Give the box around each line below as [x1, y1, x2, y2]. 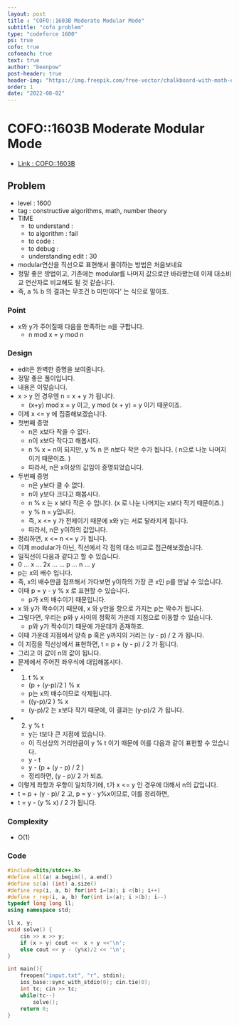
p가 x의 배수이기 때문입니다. [28, 596, 107, 604]
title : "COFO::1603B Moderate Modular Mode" [7, 17, 144, 24]
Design [7, 348, 33, 358]
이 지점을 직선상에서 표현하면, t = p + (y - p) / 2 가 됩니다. [17, 640, 179, 648]
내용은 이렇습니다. [17, 383, 68, 392]
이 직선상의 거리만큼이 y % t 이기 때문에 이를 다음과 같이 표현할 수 [28, 739, 211, 747]
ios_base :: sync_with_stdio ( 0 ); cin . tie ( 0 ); [20, 979, 152, 986]
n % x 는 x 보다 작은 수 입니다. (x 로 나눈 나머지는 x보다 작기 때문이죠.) [28, 499, 224, 507]
